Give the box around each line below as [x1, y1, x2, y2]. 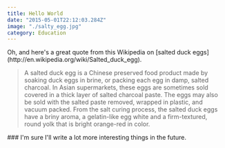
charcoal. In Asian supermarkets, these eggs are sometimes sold [23, 83, 208, 92]
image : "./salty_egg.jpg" [7, 23, 81, 30]
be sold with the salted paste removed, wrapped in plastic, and [23, 98, 203, 107]
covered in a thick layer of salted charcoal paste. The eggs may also [23, 91, 219, 99]
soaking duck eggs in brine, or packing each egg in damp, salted [23, 76, 209, 85]
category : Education [7, 29, 67, 36]
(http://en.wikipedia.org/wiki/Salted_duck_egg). [7, 56, 142, 64]
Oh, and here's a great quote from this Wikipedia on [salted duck [7, 48, 191, 56]
